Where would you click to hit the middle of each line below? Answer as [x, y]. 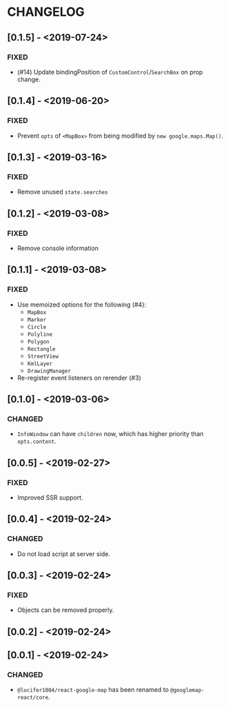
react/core [33, 698]
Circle [37, 327]
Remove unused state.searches [62, 192]
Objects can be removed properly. [66, 610]
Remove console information [57, 248]
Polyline [40, 334]
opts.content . [36, 441]
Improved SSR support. [50, 498]
